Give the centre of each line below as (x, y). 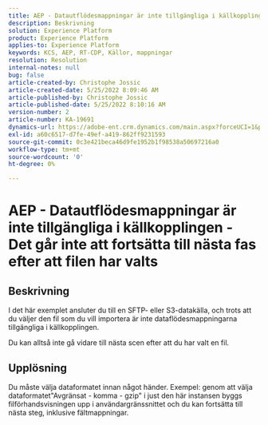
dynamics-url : (32, 127)
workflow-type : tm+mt (44, 149)
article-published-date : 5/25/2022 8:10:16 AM (87, 105)
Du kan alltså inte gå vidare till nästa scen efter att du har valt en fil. (119, 343)
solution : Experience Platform (60, 30)
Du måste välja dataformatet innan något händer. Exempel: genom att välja (130, 387)
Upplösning (38, 368)
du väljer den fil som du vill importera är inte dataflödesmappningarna (123, 319)
